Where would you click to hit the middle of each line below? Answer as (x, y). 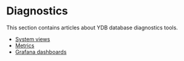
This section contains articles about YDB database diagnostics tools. (92, 28)
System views (32, 39)
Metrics (25, 45)
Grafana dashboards (41, 51)
